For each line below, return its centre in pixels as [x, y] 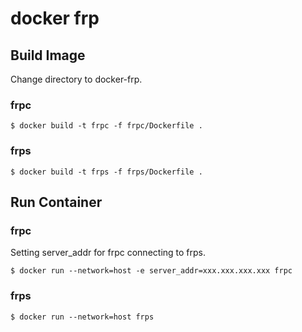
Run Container [56, 202]
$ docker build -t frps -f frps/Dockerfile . [106, 172]
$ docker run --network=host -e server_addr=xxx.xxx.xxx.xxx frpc [151, 271]
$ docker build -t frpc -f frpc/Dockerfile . [106, 126]
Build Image [48, 55]
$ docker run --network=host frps [82, 317]
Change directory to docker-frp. [76, 79]
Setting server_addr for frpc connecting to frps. [108, 253]
